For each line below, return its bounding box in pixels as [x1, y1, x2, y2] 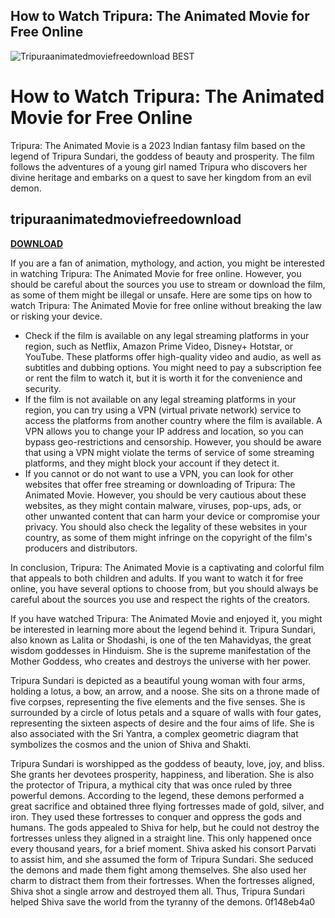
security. [24, 382, 62, 394]
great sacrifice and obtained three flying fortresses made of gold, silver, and [10, 800, 325, 812]
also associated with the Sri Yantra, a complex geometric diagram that [10, 727, 299, 739]
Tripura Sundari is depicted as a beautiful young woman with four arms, [10, 674, 306, 686]
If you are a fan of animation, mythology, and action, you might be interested [10, 257, 325, 269]
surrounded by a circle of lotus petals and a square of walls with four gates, [10, 706, 322, 718]
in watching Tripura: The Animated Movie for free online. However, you [10, 267, 302, 279]
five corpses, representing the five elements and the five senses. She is [10, 695, 306, 708]
